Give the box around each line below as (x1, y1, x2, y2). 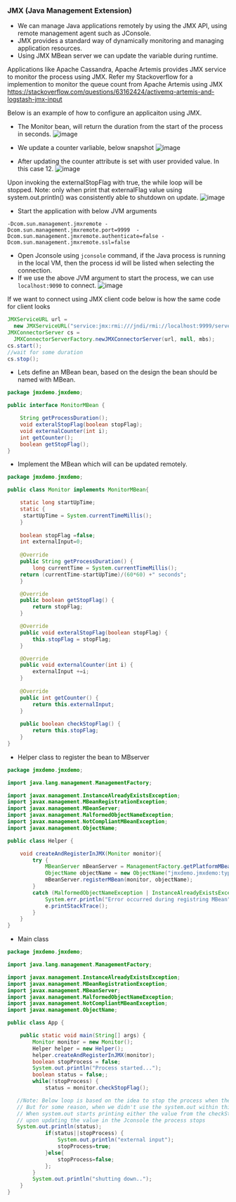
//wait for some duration (7, 349, 83, 356)
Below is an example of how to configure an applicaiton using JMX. (7, 108, 202, 118)
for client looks (7, 302, 51, 311)
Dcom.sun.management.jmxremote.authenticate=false (7, 233, 159, 240)
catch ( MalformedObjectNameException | (32, 889, 150, 896)
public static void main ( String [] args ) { (20, 1032, 146, 1039)
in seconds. (17, 130, 51, 139)
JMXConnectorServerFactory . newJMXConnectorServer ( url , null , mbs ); (13, 335, 216, 343)
